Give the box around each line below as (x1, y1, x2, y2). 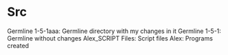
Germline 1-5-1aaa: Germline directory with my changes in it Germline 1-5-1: (7, 27, 222, 35)
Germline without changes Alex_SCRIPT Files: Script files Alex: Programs (7, 34, 213, 42)
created (7, 41, 30, 49)
